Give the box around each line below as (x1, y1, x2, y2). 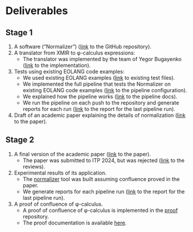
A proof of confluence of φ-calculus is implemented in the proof (22, 207, 178, 214)
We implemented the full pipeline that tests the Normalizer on (22, 80, 171, 88)
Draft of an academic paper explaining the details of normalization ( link (13, 112, 186, 119)
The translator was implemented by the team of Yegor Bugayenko (22, 56, 182, 62)
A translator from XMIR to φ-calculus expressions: (13, 49, 136, 56)
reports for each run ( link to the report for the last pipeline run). (22, 106, 175, 112)
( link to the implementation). (22, 62, 91, 69)
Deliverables (5, 4, 68, 18)
